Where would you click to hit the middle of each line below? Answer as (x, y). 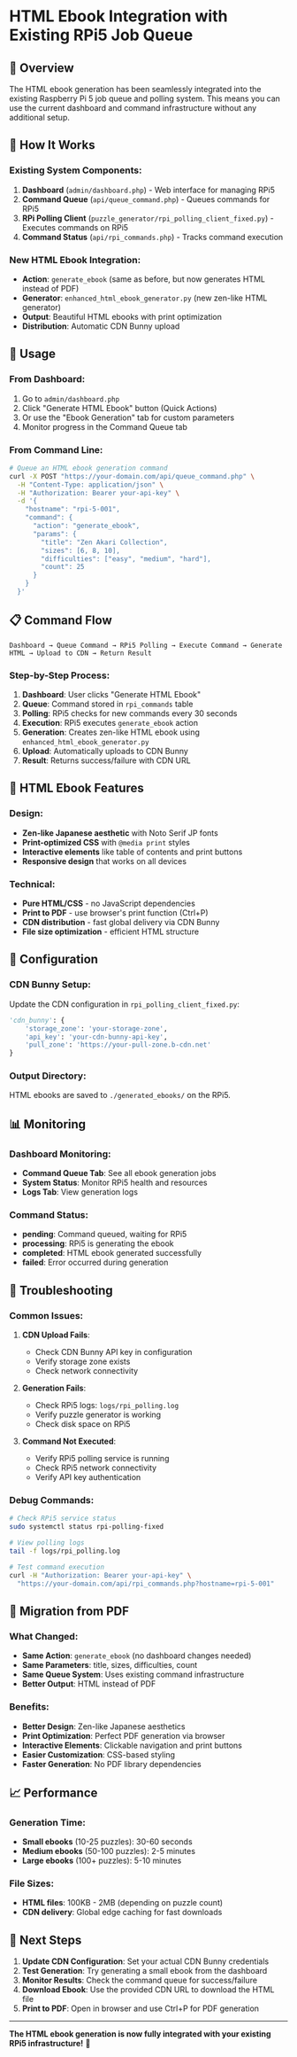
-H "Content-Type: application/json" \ (91, 485)
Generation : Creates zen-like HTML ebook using (111, 732)
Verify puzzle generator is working (98, 1414)
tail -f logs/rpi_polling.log (65, 1551)
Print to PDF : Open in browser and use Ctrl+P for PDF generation (140, 2008)
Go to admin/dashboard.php (71, 398)
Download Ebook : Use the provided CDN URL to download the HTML (148, 1990)
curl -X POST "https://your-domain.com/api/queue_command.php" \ (132, 476)
